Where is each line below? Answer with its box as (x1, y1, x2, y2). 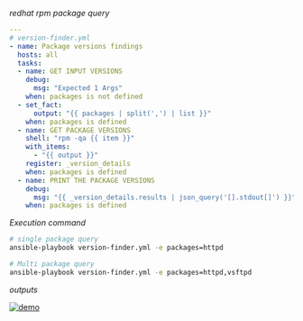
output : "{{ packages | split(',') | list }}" (32, 108, 212, 118)
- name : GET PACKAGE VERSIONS (17, 125, 131, 134)
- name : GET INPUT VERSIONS (17, 67, 124, 76)
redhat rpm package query (9, 8, 110, 18)
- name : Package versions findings (9, 41, 143, 50)
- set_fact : (17, 100, 63, 109)
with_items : (25, 142, 70, 151)
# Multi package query (9, 260, 95, 269)
